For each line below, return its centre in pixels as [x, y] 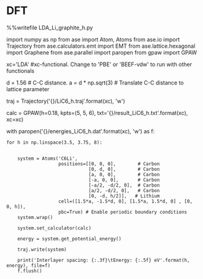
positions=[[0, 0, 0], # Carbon [109, 164]
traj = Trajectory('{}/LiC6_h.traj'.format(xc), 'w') [66, 101]
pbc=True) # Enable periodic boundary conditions [123, 212]
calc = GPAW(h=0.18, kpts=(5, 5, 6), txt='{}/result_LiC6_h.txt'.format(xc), [97, 113]
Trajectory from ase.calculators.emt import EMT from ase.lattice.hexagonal [101, 46]
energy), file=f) [28, 266]
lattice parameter [28, 89]
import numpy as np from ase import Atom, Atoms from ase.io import [93, 39]
